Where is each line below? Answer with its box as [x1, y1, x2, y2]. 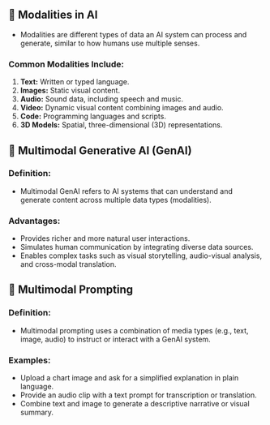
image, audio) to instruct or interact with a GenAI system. [19, 334, 211, 344]
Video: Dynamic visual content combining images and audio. [19, 103, 225, 113]
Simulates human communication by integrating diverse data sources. [19, 243, 254, 252]
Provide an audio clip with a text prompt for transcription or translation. [19, 390, 257, 400]
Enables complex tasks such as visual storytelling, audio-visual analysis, [19, 251, 262, 260]
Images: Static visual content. [19, 86, 120, 96]
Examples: [8, 354, 51, 366]
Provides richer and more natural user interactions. [19, 234, 191, 243]
